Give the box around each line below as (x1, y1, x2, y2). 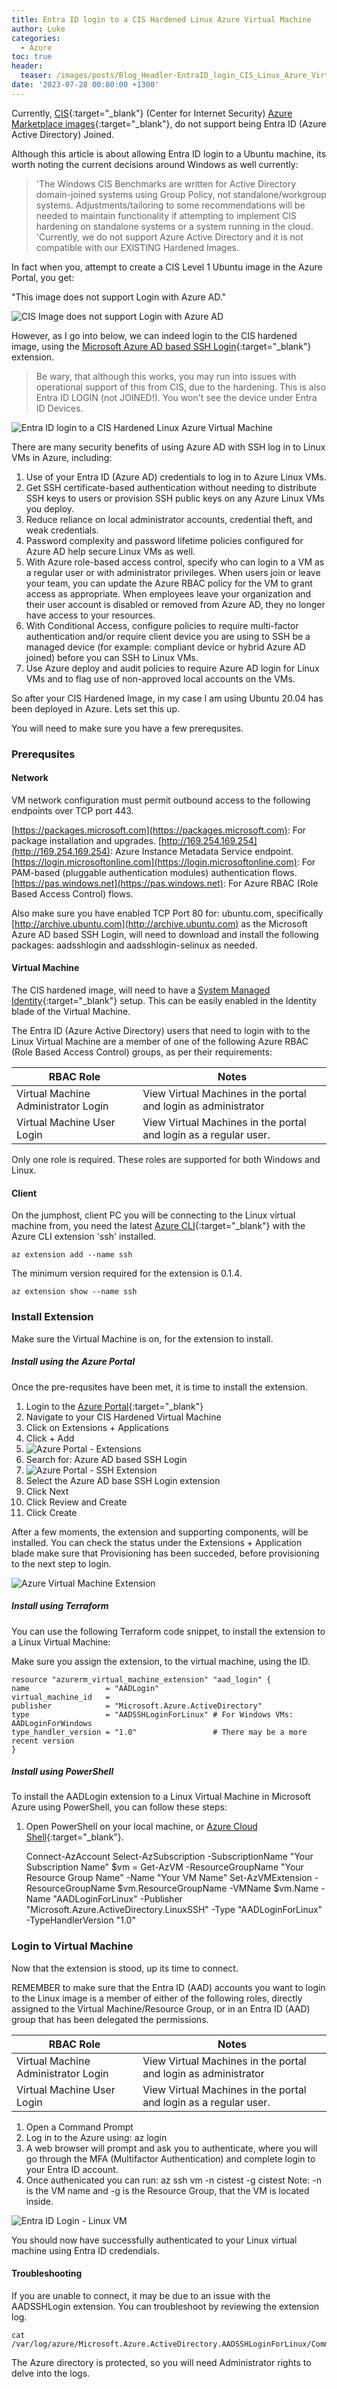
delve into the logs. (11, 2367, 91, 2379)
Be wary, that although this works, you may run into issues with (35, 370, 297, 382)
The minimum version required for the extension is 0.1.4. (11, 1267, 243, 1280)
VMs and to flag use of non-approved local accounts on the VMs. (25, 672, 296, 685)
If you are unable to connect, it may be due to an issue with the (11, 2289, 271, 2301)
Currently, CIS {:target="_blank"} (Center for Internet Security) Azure (11, 107, 293, 119)
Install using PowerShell (11, 1766, 114, 1778)
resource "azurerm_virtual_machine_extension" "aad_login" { (11, 1674, 272, 1685)
